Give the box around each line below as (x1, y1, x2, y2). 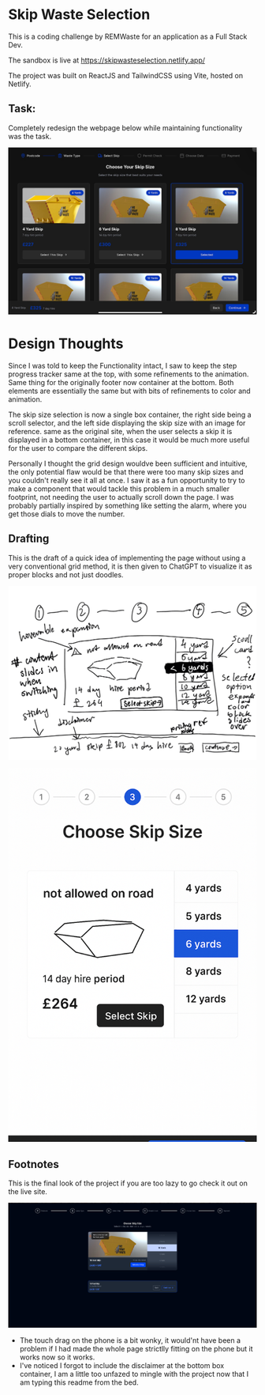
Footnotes (8, 1157, 59, 1171)
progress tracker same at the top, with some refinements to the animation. (8, 369, 249, 379)
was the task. (8, 131, 52, 141)
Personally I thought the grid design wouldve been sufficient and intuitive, (8, 459, 248, 468)
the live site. (8, 1187, 47, 1197)
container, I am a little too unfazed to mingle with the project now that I (19, 1370, 249, 1379)
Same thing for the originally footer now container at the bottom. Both (8, 377, 234, 387)
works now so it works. (19, 1352, 95, 1362)
